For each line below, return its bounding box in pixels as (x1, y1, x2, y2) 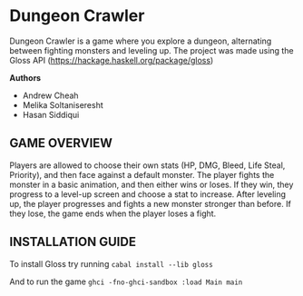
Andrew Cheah (22, 90, 79, 101)
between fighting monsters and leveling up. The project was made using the (9, 44, 294, 55)
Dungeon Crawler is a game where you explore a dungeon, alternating (9, 35, 272, 46)
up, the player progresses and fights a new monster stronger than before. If (9, 198, 292, 209)
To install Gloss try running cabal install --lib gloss (9, 258, 213, 269)
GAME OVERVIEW (9, 135, 113, 151)
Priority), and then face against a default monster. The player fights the (9, 169, 275, 180)
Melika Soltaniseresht (22, 99, 104, 110)
